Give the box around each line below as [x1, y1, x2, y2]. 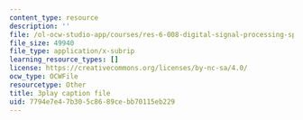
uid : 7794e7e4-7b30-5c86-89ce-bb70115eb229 [9, 97, 176, 106]
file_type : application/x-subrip [9, 47, 135, 56]
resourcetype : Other [9, 80, 87, 89]
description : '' [9, 22, 70, 31]
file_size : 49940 [9, 38, 75, 48]
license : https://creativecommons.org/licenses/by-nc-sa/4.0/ [9, 64, 248, 73]
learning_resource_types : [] [9, 55, 119, 64]
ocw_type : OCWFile [9, 72, 78, 81]
